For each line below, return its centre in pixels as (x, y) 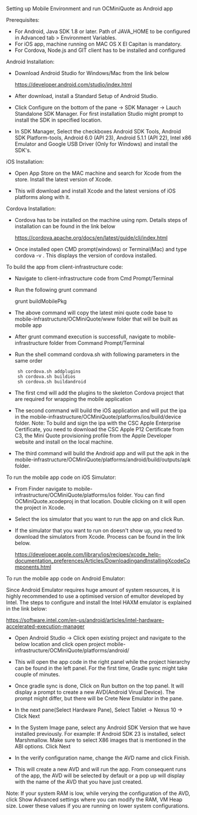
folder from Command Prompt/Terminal (97, 343)
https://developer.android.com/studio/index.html (73, 84)
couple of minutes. (37, 674)
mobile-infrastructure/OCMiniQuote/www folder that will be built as (96, 319)
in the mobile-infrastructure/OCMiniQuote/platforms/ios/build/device (98, 417)
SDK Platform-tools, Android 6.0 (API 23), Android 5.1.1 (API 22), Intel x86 (103, 138)
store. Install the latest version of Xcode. (64, 179)
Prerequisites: (23, 20)
